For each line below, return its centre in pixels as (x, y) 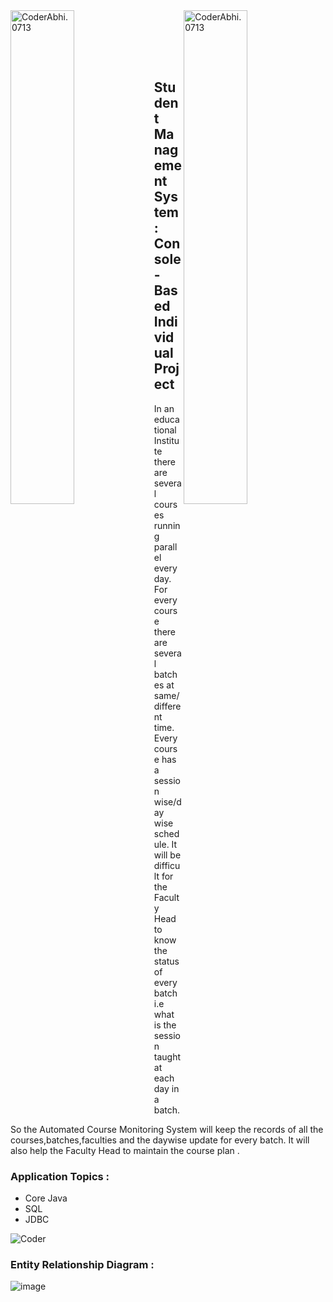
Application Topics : (60, 1176)
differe (167, 706)
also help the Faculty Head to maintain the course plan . (125, 1150)
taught (167, 1056)
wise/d (167, 801)
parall (165, 546)
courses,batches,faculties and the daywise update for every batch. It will (160, 1140)
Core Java (46, 1198)
